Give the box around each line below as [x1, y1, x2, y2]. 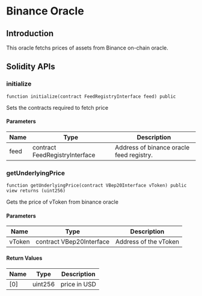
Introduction [6, 28, 54, 39]
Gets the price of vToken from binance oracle [6, 198, 119, 206]
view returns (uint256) [6, 188, 66, 194]
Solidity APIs [6, 61, 55, 72]
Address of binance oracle [115, 143, 190, 151]
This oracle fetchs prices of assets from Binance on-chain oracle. [6, 44, 168, 51]
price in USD [60, 280, 96, 288]
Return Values [6, 254, 43, 262]
